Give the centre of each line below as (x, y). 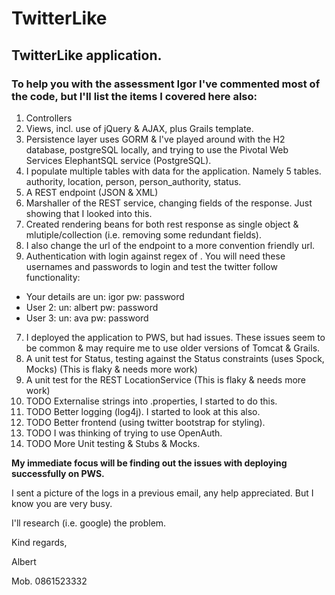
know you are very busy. (62, 503)
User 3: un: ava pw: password (87, 318)
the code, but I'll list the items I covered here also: (134, 96)
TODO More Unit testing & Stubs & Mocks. (113, 443)
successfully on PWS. (58, 473)
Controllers (49, 118)
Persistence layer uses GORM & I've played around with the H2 (155, 139)
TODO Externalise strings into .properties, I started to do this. (151, 401)
